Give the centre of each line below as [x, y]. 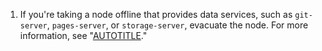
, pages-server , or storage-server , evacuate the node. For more [177, 25]
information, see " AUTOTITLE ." [83, 35]
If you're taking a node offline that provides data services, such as [156, 14]
